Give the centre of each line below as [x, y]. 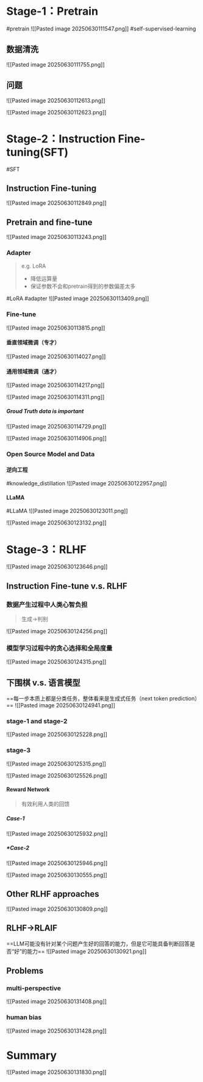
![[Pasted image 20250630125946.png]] [57, 863]
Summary [31, 1055]
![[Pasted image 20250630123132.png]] [56, 523]
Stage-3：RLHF [46, 549]
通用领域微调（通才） [33, 371]
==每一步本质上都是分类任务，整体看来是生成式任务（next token [87, 699]
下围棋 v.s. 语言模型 [43, 683]
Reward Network [28, 789]
